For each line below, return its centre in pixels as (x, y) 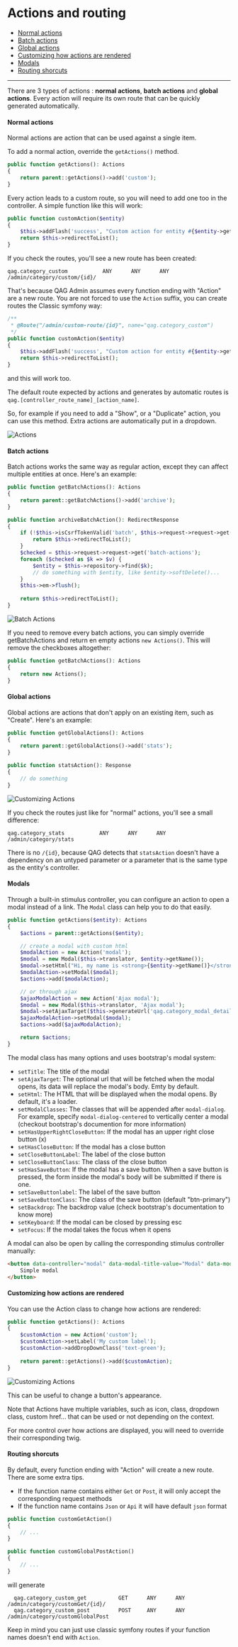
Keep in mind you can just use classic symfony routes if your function (109, 1629)
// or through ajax (49, 992)
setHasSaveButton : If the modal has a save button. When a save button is (123, 1169)
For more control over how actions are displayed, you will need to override (116, 1430)
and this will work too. (39, 379)
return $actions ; (46, 1037)
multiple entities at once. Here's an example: (72, 474)
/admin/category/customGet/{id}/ (57, 1604)
